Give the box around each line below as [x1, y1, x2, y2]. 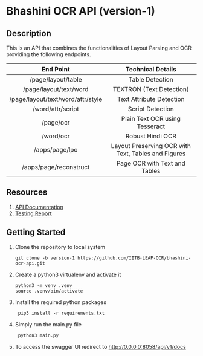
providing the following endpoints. [6, 51, 91, 58]
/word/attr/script [32, 105, 80, 113]
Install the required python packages [14, 298, 107, 306]
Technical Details [125, 65, 176, 73]
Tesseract [137, 122, 165, 131]
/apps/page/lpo [34, 146, 78, 154]
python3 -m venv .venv [14, 282, 72, 288]
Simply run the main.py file [14, 320, 82, 328]
